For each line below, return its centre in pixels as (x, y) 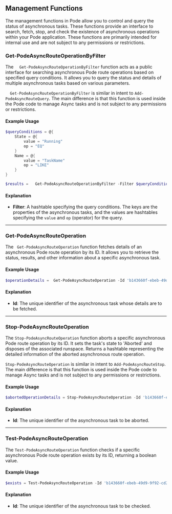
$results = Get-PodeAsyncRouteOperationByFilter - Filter (70, 184)
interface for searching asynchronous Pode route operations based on (80, 72)
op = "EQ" (34, 146)
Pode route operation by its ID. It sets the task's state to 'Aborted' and (79, 343)
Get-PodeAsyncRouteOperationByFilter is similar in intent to (72, 93)
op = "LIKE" (37, 165)
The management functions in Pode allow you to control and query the (80, 20)
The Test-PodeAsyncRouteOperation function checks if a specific (72, 450)
